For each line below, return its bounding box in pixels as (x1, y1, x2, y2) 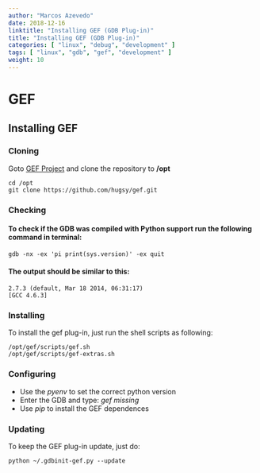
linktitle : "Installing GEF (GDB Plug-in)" (8, 26, 155, 34)
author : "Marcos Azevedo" (8, 11, 94, 20)
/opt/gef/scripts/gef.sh (8, 343, 90, 351)
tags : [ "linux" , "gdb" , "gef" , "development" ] (8, 48, 172, 56)
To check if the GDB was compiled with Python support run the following (8, 224, 252, 234)
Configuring (8, 369, 56, 380)
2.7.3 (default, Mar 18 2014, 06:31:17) (8, 285, 144, 293)
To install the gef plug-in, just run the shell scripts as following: (8, 328, 213, 338)
